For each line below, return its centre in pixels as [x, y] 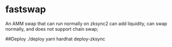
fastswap [26, 9]
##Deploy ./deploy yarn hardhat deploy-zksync [55, 39]
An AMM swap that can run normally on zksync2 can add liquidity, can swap [86, 24]
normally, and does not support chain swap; [52, 29]
